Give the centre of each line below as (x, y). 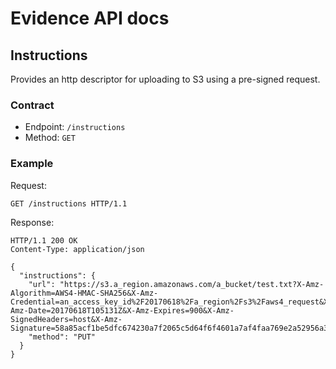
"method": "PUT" (62, 337)
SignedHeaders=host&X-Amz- (66, 319)
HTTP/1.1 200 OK (44, 240)
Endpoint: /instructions (75, 127)
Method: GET (50, 138)
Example (32, 164)
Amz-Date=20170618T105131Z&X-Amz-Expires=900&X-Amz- (122, 310)
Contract (32, 105)
